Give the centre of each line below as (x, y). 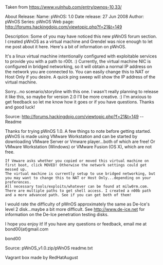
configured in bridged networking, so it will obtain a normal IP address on (79, 66)
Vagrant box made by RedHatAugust (42, 257)
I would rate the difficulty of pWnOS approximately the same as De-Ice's (77, 204)
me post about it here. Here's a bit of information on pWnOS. (66, 47)
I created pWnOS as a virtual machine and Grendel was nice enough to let (79, 41)
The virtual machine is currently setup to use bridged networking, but (80, 174)
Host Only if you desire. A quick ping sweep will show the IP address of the (80, 77)
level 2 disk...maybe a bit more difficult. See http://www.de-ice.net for (75, 209)
